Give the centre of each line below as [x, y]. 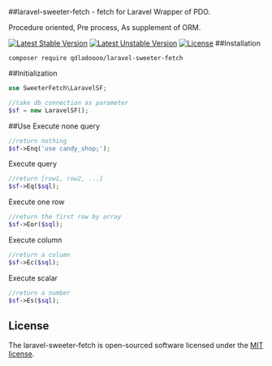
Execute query [33, 164]
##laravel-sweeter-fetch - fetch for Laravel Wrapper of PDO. [110, 12]
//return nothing [38, 141]
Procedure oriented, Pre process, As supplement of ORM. [105, 27]
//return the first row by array [65, 217]
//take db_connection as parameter [69, 102]
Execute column [35, 240]
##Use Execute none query [54, 126]
